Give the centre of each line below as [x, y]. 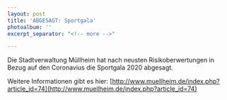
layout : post [27, 14]
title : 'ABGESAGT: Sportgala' [52, 21]
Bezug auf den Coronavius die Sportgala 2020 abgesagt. [90, 67]
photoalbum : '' [30, 27]
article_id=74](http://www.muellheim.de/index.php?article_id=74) [102, 89]
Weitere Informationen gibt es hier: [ [60, 82]
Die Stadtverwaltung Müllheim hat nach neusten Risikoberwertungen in [111, 60]
